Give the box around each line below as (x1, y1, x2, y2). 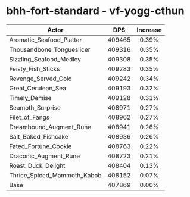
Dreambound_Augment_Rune (9, 123, 91, 131)
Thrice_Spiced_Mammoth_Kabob (9, 171, 102, 179)
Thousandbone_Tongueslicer (9, 45, 91, 54)
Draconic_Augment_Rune (9, 152, 80, 160)
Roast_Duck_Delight (9, 161, 66, 170)
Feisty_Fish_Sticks (9, 64, 60, 73)
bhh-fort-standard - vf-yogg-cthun (6, 4, 185, 18)
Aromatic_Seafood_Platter (9, 36, 82, 44)
